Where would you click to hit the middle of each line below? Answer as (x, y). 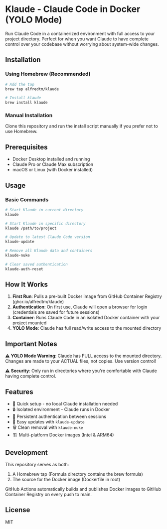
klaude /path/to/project (31, 228)
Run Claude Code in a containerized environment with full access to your (80, 33)
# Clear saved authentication (37, 264)
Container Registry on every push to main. (49, 494)
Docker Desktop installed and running (51, 159)
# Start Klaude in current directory (44, 210)
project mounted (29, 323)
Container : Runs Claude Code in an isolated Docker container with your (86, 318)
